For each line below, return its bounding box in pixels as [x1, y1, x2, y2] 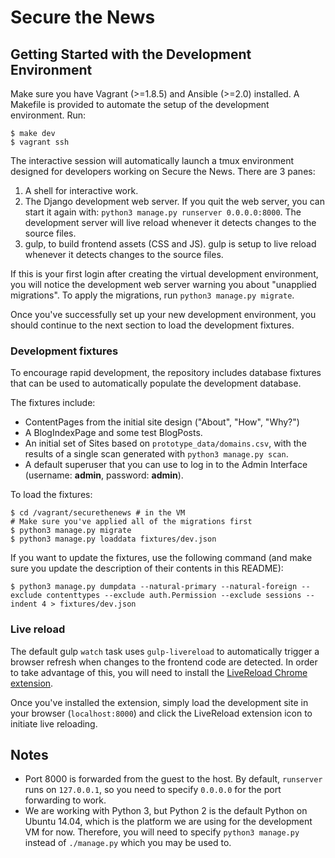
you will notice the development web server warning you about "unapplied [10, 279, 317, 290]
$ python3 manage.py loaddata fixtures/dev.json [10, 534, 217, 545]
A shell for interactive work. [24, 185, 139, 196]
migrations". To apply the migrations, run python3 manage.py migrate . [10, 289, 295, 301]
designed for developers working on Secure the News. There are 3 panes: [10, 166, 316, 177]
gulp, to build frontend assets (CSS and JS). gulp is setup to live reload [24, 238, 317, 250]
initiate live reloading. [10, 717, 98, 730]
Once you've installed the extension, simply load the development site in [10, 696, 309, 708]
